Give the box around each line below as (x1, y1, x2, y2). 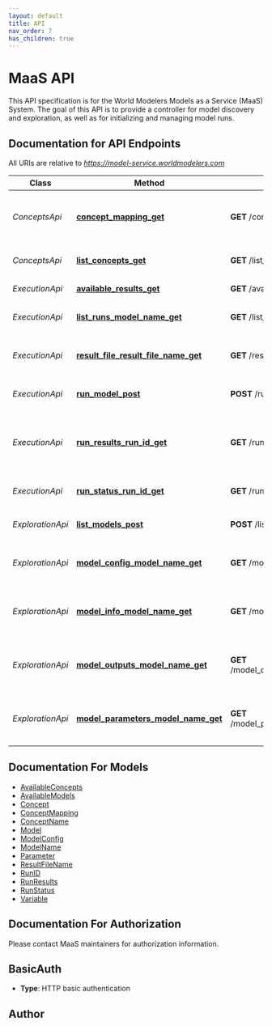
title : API (8, 19, 45, 28)
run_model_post (76, 388, 141, 399)
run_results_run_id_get (76, 437, 168, 447)
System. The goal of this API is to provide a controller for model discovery (8, 104, 255, 114)
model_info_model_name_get (76, 606, 193, 617)
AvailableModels (19, 791, 75, 800)
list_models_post (76, 519, 144, 530)
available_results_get (76, 283, 160, 294)
